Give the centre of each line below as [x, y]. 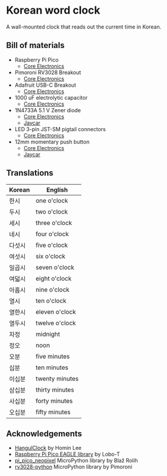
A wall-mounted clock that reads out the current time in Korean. [84, 27]
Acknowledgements [44, 434]
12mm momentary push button [52, 142]
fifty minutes [53, 412]
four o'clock [52, 234]
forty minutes [54, 401]
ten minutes [52, 367]
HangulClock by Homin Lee [48, 448]
